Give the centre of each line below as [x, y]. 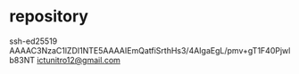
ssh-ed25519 [33, 41]
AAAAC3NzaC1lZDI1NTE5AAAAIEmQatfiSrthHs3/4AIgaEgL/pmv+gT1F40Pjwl [150, 50]
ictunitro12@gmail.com [79, 60]
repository [49, 16]
